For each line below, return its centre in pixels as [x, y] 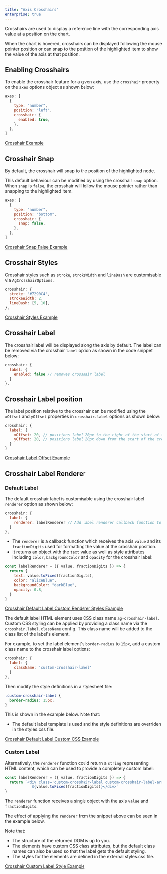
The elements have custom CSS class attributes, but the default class [83, 846]
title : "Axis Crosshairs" [32, 10]
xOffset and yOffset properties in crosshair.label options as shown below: [83, 416]
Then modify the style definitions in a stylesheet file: [59, 686]
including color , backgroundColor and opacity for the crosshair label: [82, 557]
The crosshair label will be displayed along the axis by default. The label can [83, 345]
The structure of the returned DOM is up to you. [61, 841]
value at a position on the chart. [38, 34]
